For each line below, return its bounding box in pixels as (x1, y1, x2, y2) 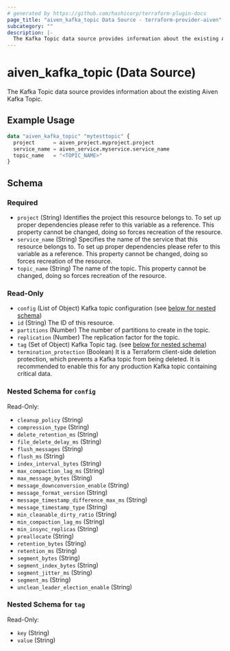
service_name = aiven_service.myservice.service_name (13, 145, 170, 153)
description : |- (7, 29, 53, 36)
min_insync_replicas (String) (16, 524, 99, 533)
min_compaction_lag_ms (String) (16, 518, 105, 526)
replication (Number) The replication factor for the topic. (16, 333, 180, 342)
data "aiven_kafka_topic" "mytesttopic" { (7, 133, 130, 140)
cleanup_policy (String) (16, 416, 84, 424)
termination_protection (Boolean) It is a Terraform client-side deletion (16, 348, 217, 356)
